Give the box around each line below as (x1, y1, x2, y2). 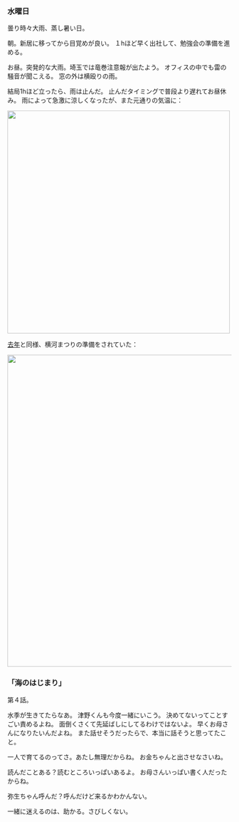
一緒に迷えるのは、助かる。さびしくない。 (7, 807, 132, 816)
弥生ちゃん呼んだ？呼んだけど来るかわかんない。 (7, 791, 151, 800)
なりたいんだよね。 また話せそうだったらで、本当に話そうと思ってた (19, 729, 221, 737)
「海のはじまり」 (7, 678, 66, 688)
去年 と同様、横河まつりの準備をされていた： (7, 340, 139, 349)
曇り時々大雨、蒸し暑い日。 (7, 24, 89, 33)
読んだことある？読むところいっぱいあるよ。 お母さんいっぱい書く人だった (7, 768, 228, 776)
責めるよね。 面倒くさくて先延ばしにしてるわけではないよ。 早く (19, 719, 210, 728)
